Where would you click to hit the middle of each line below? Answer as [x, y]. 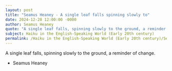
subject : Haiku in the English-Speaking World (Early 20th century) [80, 34]
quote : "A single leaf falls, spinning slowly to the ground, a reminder [86, 29]
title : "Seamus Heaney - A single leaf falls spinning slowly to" [78, 15]
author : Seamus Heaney [29, 24]
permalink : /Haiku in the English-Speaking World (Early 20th [73, 39]
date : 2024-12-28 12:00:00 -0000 [41, 19]
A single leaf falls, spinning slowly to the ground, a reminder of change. [80, 53]
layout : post [19, 10]
